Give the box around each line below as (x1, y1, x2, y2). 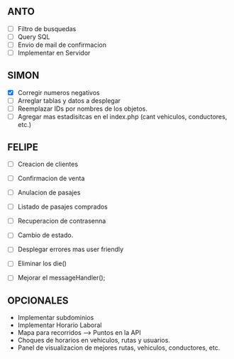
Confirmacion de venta (17, 174, 85, 182)
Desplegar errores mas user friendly (17, 245, 124, 254)
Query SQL (17, 32, 50, 41)
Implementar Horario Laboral (17, 321, 102, 329)
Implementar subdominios (17, 314, 94, 322)
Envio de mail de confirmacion (17, 40, 106, 49)
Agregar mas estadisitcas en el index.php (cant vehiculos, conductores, (17, 113, 228, 121)
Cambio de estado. (17, 231, 74, 240)
